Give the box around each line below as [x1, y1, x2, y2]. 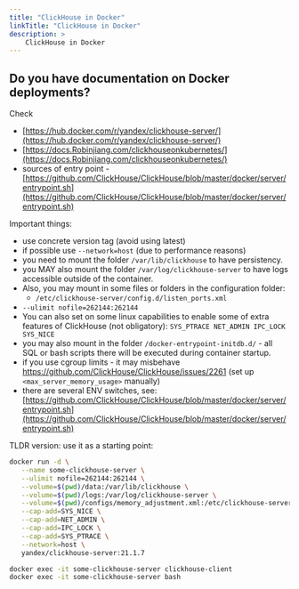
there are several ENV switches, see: [21, 385, 158, 396]
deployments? [9, 85, 91, 100]
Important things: [9, 219, 73, 230]
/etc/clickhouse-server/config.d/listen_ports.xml [35, 294, 228, 303]
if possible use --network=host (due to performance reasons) [21, 246, 246, 256]
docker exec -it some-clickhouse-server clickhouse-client [9, 564, 233, 574]
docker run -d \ [9, 457, 69, 467]
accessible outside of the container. [21, 273, 154, 285]
